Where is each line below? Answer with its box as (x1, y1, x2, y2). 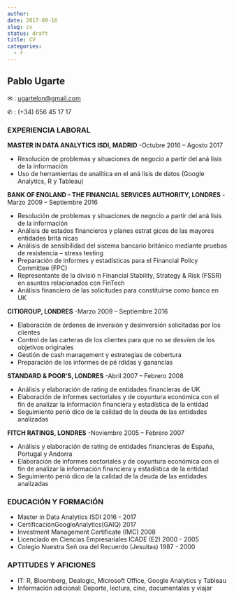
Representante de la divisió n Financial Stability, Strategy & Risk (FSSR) (17, 271, 222, 279)
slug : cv (7, 23, 33, 30)
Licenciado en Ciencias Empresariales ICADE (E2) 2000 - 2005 (17, 535, 199, 544)
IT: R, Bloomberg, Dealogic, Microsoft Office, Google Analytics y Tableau (17, 576, 227, 584)
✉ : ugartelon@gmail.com (7, 94, 82, 102)
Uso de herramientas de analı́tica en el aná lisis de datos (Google (17, 169, 205, 177)
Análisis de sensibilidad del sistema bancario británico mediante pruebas (17, 241, 228, 250)
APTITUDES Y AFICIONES (7, 560, 96, 570)
